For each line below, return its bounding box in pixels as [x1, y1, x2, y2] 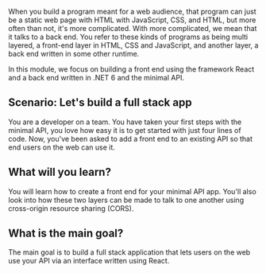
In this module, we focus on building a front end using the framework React [8, 64, 255, 74]
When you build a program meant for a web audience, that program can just [8, 7, 256, 16]
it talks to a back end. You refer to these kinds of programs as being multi [8, 32, 249, 41]
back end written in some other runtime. [8, 49, 140, 58]
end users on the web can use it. [8, 142, 115, 152]
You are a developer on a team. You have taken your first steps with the [8, 117, 242, 127]
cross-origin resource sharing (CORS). [8, 203, 134, 213]
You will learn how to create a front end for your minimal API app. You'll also [8, 186, 256, 196]
